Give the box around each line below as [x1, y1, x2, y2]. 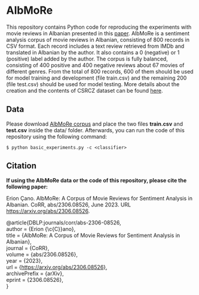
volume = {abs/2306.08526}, [6, 251, 78, 258]
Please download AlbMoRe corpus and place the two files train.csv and [6, 120, 183, 127]
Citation [6, 161, 37, 171]
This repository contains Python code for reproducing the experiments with [6, 23, 192, 31]
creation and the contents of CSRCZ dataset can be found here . [6, 87, 163, 94]
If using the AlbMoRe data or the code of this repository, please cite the [6, 177, 187, 184]
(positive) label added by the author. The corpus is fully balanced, [6, 55, 169, 62]
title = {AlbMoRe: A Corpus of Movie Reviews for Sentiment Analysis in [6, 232, 180, 239]
